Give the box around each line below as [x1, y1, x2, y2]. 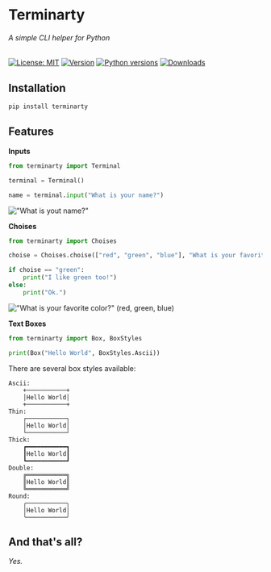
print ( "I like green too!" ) [23, 273, 117, 282]
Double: [8, 464, 35, 472]
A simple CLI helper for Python [8, 32, 110, 42]
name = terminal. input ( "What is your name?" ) [8, 191, 164, 199]
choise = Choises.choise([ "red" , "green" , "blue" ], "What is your [8, 252, 236, 260]
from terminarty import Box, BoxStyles [8, 334, 143, 342]
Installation [8, 81, 66, 94]
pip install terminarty [8, 102, 89, 111]
